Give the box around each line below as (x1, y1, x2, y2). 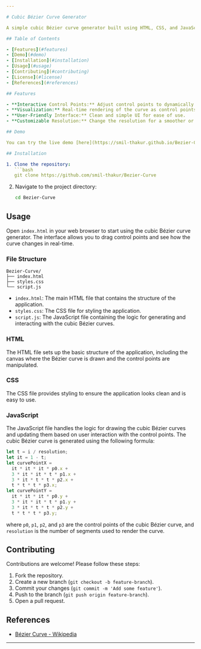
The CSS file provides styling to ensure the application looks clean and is (6, 389, 187, 397)
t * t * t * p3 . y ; (11, 510, 58, 516)
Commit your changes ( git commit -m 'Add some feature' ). (14, 584, 163, 592)
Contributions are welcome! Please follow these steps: (6, 560, 141, 568)
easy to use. (6, 396, 36, 403)
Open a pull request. (14, 598, 66, 605)
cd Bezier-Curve (14, 195, 56, 201)
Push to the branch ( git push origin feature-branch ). (14, 591, 150, 598)
